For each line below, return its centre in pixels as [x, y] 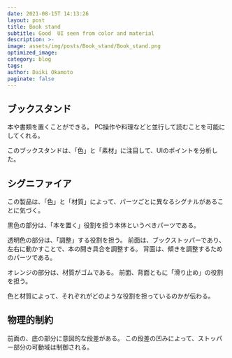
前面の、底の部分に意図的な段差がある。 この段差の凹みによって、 [103, 338]
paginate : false [31, 79]
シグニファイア [39, 184]
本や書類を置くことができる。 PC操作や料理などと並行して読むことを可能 [113, 127]
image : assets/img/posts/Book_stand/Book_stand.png [84, 46]
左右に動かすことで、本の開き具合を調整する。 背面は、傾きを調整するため [115, 249]
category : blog [29, 59]
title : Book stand [34, 27]
